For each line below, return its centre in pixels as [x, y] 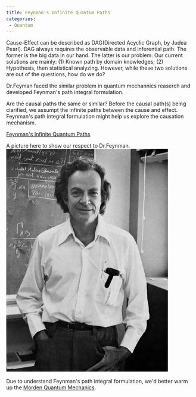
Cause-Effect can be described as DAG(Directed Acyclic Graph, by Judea [97, 43]
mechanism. [21, 123]
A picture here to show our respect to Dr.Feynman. [68, 146]
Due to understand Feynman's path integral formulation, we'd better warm [97, 382]
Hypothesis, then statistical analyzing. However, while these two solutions [97, 68]
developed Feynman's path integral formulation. [65, 92]
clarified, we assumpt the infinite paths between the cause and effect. [92, 110]
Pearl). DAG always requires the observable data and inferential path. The [97, 49]
